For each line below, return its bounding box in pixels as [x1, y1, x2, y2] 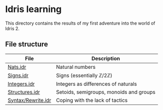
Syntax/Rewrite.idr [8, 96, 52, 103]
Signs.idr [8, 72, 29, 79]
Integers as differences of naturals [56, 80, 137, 87]
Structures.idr [8, 88, 40, 95]
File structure [5, 40, 48, 49]
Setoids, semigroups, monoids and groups [56, 88, 155, 95]
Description [91, 55, 120, 62]
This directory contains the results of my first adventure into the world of [5, 20, 155, 26]
